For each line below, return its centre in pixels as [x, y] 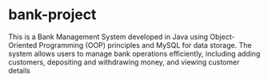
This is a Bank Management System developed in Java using [108, 37]
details [19, 70]
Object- [222, 37]
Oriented [23, 45]
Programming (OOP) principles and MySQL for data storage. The [145, 45]
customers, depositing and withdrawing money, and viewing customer [124, 62]
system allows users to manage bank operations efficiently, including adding [134, 53]
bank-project [52, 15]
